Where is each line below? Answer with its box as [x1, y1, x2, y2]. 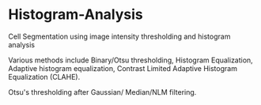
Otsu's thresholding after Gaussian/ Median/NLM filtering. [8, 87, 197, 96]
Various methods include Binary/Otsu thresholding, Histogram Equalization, [8, 55, 253, 65]
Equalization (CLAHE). [8, 72, 81, 81]
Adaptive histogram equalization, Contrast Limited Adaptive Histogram [8, 63, 237, 73]
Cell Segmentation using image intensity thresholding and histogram [8, 32, 231, 41]
